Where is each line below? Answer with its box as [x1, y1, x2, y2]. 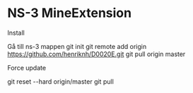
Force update [7, 63, 47, 72]
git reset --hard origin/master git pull [7, 77, 115, 86]
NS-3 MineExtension [7, 5, 132, 21]
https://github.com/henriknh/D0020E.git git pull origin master [7, 50, 186, 58]
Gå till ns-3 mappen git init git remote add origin [7, 42, 147, 50]
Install [7, 28, 25, 37]
